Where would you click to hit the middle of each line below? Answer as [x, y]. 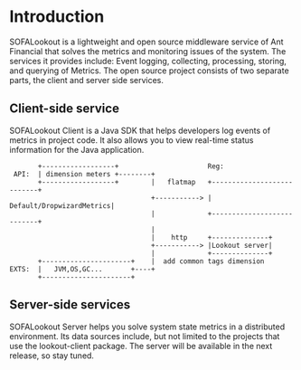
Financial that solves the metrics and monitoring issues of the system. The [148, 51]
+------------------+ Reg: [131, 166]
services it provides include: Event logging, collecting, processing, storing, [148, 61]
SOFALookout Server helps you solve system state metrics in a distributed [147, 327]
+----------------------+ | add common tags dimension [151, 261]
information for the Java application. [77, 149]
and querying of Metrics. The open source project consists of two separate [149, 71]
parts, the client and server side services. [87, 80]
